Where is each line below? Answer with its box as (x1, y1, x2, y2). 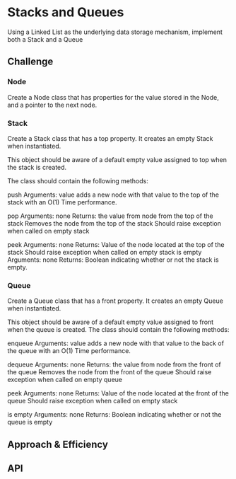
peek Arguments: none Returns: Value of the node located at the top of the (7, 240, 225, 248)
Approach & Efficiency (7, 438, 108, 450)
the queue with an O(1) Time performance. (7, 347, 131, 355)
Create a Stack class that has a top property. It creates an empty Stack (7, 134, 213, 142)
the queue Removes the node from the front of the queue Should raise (7, 368, 212, 376)
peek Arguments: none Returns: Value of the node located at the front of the (7, 389, 230, 398)
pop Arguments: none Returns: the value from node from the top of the (7, 212, 213, 220)
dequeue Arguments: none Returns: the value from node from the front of (7, 360, 221, 369)
